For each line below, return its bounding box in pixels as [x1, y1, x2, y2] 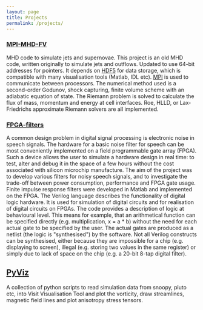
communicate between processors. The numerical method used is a [6, 79, 177, 87]
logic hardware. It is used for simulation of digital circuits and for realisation [6, 198, 195, 206]
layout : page [6, 8, 39, 15]
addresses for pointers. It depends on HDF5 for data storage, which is [6, 67, 181, 74]
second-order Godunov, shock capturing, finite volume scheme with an [6, 86, 185, 93]
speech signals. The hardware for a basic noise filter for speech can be [6, 140, 185, 148]
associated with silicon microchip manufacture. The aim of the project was [6, 166, 193, 173]
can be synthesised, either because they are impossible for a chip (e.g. [6, 237, 184, 244]
